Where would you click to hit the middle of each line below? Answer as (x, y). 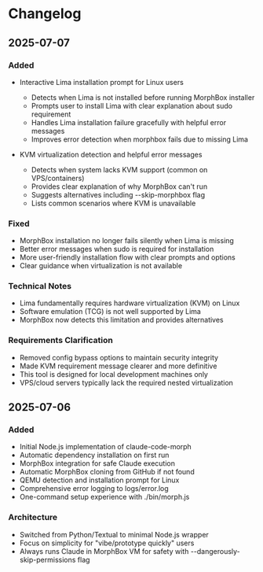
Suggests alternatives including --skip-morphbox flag (118, 194)
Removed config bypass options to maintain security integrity (119, 357)
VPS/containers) (58, 178)
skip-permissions (47, 559)
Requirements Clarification (61, 341)
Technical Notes (40, 286)
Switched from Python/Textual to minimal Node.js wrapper (114, 534)
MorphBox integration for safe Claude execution (97, 463)
